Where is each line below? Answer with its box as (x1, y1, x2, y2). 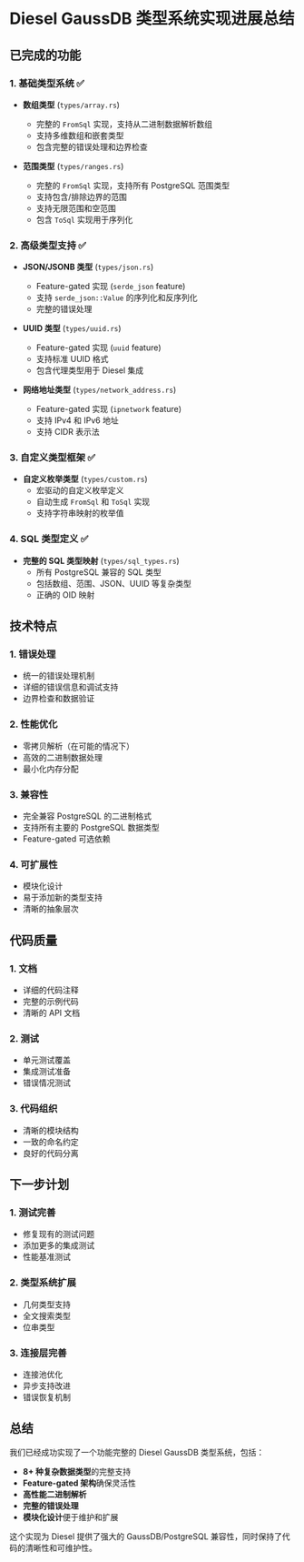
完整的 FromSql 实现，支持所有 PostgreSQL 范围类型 (35, 179, 230, 191)
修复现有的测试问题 (22, 1229, 95, 1240)
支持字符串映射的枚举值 (35, 508, 124, 519)
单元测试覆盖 (22, 1054, 71, 1065)
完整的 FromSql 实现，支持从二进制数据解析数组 (35, 118, 213, 129)
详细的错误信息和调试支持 (22, 681, 119, 692)
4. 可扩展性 (9, 858, 58, 871)
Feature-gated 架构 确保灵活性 (22, 1477, 136, 1488)
